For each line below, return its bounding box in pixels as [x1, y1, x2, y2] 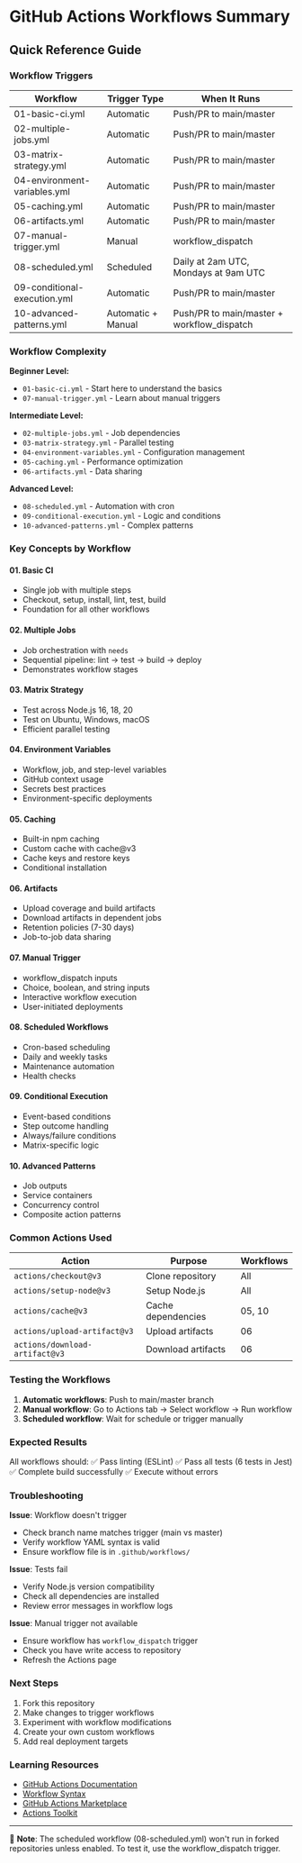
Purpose [170, 1255, 208, 1268]
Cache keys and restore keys [22, 853, 130, 864]
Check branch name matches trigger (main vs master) [22, 1527, 223, 1538]
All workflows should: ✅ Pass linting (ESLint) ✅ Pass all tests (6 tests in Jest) [9, 1457, 293, 1468]
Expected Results [9, 1435, 88, 1448]
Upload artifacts [145, 1325, 214, 1338]
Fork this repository [22, 1697, 95, 1708]
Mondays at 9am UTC [173, 266, 265, 278]
